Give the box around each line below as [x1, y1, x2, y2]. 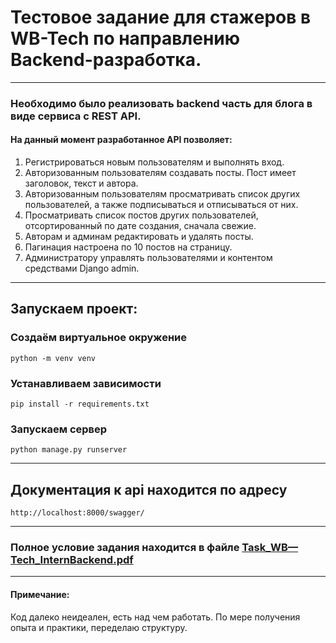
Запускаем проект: [10, 301, 138, 318]
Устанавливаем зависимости [10, 376, 162, 390]
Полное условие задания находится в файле [10, 541, 240, 555]
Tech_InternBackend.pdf [10, 553, 134, 567]
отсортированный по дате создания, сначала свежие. [24, 220, 257, 232]
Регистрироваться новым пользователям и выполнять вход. [24, 156, 285, 168]
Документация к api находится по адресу [10, 481, 288, 498]
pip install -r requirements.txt [10, 399, 150, 410]
